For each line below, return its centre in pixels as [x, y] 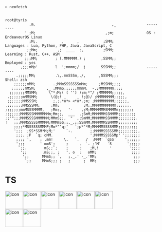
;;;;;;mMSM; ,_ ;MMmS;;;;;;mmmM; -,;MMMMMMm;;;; [67, 88]
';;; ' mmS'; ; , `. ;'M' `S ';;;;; [78, 144]
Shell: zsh [16, 80]
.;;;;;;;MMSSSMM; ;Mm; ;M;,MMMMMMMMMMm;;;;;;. [68, 105]
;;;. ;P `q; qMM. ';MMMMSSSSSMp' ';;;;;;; [78, 135]
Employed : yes [20, 63]
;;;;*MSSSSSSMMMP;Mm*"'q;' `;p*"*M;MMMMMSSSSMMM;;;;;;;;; [76, 127]
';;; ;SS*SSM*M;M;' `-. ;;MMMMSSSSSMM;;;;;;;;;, [77, 131]
